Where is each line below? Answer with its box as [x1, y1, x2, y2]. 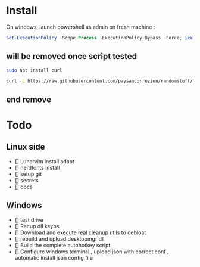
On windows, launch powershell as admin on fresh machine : [6, 23, 155, 30]
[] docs [14, 183, 33, 190]
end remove [6, 94, 52, 104]
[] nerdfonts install [14, 164, 60, 171]
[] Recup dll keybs [14, 222, 60, 229]
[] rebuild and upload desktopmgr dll [14, 235, 105, 242]
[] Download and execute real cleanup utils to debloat [14, 229, 146, 236]
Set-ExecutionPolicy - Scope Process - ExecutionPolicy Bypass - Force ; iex [6, 35, 193, 41]
